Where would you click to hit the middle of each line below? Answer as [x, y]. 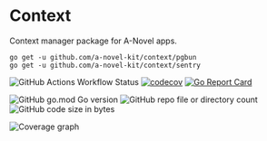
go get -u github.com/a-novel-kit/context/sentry [105, 65]
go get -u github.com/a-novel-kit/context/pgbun [103, 57]
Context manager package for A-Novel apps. [93, 41]
